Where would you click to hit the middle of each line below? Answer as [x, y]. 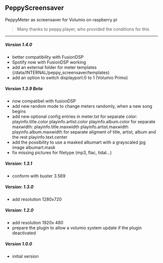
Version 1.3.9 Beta [24, 89]
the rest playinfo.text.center [40, 137]
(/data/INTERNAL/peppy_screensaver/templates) [61, 72]
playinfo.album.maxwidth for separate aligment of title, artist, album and [84, 132]
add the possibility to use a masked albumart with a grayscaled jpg [79, 142]
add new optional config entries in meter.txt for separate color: [74, 116]
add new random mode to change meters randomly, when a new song [82, 106]
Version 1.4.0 [19, 45]
